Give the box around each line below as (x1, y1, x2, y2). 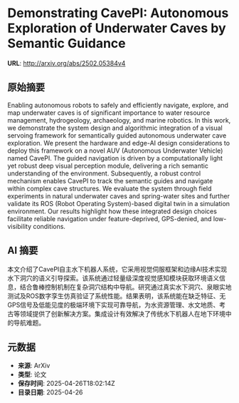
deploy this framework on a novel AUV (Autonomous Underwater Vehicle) (7, 146, 223, 155)
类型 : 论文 (17, 370, 47, 379)
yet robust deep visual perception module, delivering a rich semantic (7, 161, 208, 170)
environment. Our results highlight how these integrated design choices (7, 207, 217, 215)
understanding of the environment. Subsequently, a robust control (7, 169, 201, 178)
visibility (7, 222, 32, 230)
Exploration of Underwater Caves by (7, 20, 226, 36)
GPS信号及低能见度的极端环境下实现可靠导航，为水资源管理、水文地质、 (7, 300, 220, 309)
